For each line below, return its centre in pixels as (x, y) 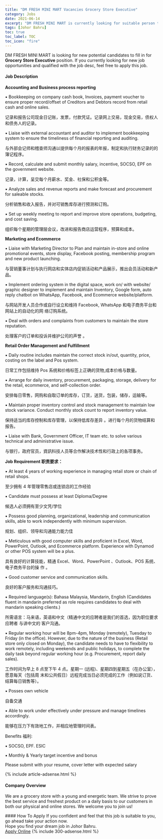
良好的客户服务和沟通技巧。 (33, 587)
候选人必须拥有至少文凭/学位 (33, 506)
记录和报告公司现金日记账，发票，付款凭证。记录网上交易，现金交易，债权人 (81, 117)
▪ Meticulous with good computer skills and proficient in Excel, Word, (74, 541)
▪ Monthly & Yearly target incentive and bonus (51, 755)
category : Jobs (20, 14)
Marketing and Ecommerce (33, 238)
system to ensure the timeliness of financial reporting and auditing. (72, 138)
